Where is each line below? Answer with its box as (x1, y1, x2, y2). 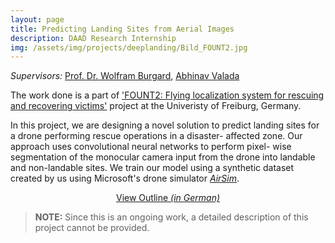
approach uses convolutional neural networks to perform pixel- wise (10, 141, 292, 153)
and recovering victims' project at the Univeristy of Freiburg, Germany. (10, 100, 302, 112)
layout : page (10, 14, 65, 25)
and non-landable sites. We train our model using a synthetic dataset (10, 162, 295, 174)
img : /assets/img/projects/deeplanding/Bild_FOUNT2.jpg (10, 42, 248, 53)
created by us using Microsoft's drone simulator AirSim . (10, 172, 240, 185)
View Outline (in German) (115, 192, 221, 204)
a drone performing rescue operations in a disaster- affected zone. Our (10, 130, 303, 142)
